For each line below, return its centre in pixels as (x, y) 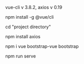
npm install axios (23, 37)
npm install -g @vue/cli (30, 17)
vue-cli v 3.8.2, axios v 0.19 (34, 7)
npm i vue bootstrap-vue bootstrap (42, 46)
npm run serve (21, 56)
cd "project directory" (28, 27)
